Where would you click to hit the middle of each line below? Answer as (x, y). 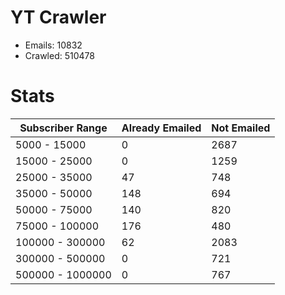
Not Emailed (241, 128)
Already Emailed (161, 128)
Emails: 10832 (53, 45)
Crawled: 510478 (59, 55)
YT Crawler (58, 17)
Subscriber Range (63, 128)
